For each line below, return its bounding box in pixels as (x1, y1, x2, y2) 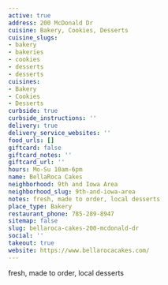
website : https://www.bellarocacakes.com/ (8, 246, 150, 254)
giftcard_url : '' (8, 159, 65, 167)
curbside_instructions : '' (8, 114, 97, 122)
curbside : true (8, 107, 58, 115)
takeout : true (8, 239, 55, 247)
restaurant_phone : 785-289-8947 (8, 210, 114, 218)
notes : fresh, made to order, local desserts (8, 195, 160, 203)
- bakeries (8, 48, 44, 56)
